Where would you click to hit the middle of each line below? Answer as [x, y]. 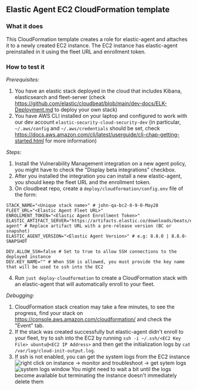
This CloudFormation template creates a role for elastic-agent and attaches [97, 39]
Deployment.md [34, 109]
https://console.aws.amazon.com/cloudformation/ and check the [93, 319]
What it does [25, 26]
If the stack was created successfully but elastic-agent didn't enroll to [99, 331]
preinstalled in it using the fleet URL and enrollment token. [76, 52]
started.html [29, 141]
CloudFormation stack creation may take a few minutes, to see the [94, 307]
